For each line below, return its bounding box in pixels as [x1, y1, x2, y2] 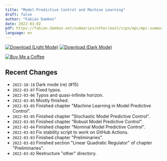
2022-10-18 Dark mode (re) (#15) [12, 81, 79, 87]
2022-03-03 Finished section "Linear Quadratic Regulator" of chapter [12, 140, 153, 146]
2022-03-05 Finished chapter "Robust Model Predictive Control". [12, 118, 143, 125]
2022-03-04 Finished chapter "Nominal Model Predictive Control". [12, 124, 146, 130]
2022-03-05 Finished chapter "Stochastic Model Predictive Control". [12, 113, 150, 119]
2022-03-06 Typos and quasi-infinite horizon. [12, 92, 104, 98]
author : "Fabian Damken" [5, 16, 57, 21]
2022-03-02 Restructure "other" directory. [12, 150, 97, 156]
